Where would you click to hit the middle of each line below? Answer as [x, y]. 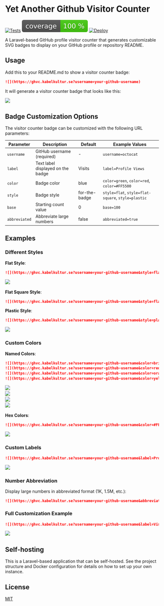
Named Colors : [20, 354]
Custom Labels [23, 447]
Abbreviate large [52, 216]
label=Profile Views [124, 169]
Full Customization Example [39, 514]
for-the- [87, 192]
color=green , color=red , [126, 180]
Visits [84, 168]
